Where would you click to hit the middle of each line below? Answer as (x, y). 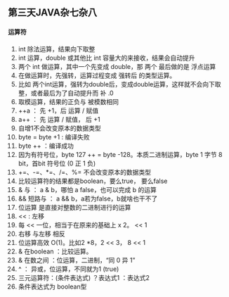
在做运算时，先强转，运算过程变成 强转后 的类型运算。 (97, 75)
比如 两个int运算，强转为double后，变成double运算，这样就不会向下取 (119, 84)
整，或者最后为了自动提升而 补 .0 (66, 93)
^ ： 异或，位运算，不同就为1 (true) (68, 269)
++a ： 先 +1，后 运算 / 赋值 (58, 110)
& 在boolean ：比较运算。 (55, 251)
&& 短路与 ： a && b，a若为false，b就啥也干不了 (88, 198)
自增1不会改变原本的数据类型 (59, 128)
